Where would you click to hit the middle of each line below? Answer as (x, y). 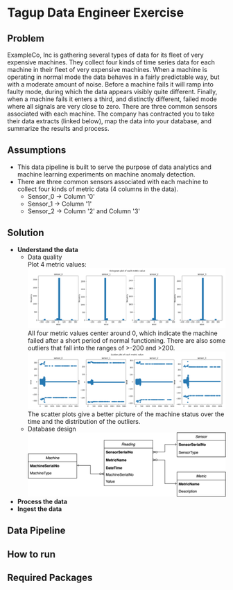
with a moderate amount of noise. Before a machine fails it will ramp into (110, 84)
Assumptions (37, 150)
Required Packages (50, 577)
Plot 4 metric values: (57, 264)
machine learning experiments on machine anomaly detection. (106, 174)
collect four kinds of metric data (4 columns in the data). (98, 189)
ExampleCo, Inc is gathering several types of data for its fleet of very (105, 55)
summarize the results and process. (58, 128)
